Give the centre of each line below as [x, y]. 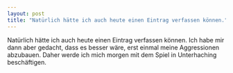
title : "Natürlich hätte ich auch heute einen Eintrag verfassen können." [118, 20]
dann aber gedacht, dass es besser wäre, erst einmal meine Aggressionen [113, 47]
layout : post [26, 14]
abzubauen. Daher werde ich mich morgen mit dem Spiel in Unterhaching [112, 55]
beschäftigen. [27, 62]
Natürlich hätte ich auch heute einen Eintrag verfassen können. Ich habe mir [116, 40]
